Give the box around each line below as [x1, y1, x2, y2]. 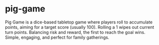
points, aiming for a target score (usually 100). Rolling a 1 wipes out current [5, 24, 154, 30]
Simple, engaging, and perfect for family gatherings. [5, 34, 110, 40]
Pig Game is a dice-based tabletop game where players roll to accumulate [5, 19, 153, 25]
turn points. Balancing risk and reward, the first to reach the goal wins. [5, 29, 145, 35]
